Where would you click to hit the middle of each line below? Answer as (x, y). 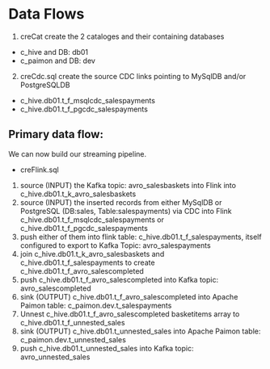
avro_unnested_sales (55, 357)
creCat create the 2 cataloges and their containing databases (122, 36)
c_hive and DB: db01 (54, 52)
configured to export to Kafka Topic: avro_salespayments (116, 245)
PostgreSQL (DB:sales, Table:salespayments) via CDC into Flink (126, 211)
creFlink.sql (39, 170)
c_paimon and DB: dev (57, 61)
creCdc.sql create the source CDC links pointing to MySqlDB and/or (133, 76)
